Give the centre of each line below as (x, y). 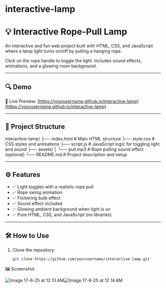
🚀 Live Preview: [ (22, 101)
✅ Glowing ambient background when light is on (61, 209)
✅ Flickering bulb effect (36, 198)
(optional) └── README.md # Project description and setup (66, 154)
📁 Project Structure (35, 127)
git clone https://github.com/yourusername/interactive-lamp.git (81, 259)
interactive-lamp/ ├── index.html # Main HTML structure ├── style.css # (80, 139)
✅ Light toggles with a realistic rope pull (53, 186)
